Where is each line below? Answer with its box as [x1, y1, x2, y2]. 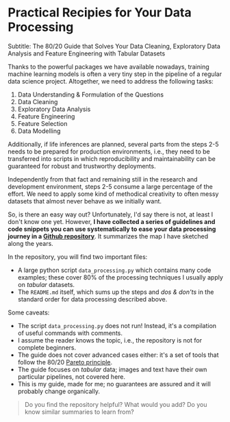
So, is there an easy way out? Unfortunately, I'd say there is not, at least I [8, 210, 214, 219]
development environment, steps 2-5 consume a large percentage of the [8, 182, 213, 190]
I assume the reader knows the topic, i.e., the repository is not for [17, 336, 203, 344]
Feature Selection [17, 119, 68, 127]
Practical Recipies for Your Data [8, 5, 192, 21]
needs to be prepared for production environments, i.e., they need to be [8, 147, 211, 156]
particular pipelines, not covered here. [17, 372, 126, 381]
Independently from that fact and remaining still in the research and [8, 175, 198, 183]
